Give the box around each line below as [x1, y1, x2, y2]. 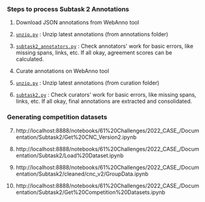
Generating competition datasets [7, 113, 108, 121]
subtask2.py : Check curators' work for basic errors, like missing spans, [15, 91, 196, 99]
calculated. [15, 56, 44, 63]
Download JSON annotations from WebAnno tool [15, 19, 140, 26]
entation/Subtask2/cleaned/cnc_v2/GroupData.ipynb [15, 170, 149, 178]
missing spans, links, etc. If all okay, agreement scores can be [15, 49, 173, 56]
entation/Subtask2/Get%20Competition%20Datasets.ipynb [15, 189, 166, 196]
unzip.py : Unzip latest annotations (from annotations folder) [15, 31, 169, 38]
